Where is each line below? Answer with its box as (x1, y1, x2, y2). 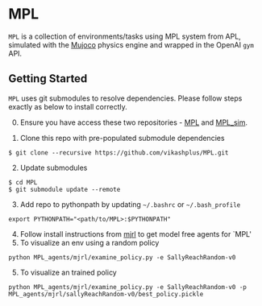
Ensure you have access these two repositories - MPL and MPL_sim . (19, 118, 248, 127)
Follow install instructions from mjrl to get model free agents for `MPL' (19, 229, 252, 238)
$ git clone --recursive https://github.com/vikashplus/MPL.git (8, 148, 229, 157)
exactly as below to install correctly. (8, 101, 127, 111)
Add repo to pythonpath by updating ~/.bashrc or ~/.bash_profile (19, 199, 241, 209)
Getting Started (8, 72, 88, 85)
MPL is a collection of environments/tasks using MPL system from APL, (8, 31, 242, 41)
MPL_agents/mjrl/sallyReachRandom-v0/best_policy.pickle (8, 290, 204, 298)
